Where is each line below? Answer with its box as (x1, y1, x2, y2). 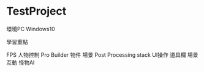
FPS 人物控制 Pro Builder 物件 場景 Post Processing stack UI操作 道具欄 (6, 51, 186, 59)
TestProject (6, 4, 67, 18)
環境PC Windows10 (6, 25, 55, 32)
